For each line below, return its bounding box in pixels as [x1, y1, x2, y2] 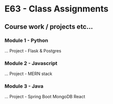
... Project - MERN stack [4, 71, 52, 77]
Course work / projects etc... [4, 23, 93, 31]
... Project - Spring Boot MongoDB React [4, 94, 85, 100]
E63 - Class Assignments [4, 3, 109, 14]
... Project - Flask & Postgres [4, 48, 62, 53]
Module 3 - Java [4, 83, 44, 90]
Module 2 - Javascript [4, 60, 58, 66]
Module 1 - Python [4, 37, 48, 44]
